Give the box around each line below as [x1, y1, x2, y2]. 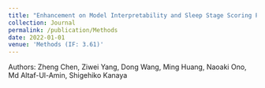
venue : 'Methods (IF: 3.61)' [8, 41, 104, 49]
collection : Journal [8, 19, 77, 27]
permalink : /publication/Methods [8, 26, 118, 34]
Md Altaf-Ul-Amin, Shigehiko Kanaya [8, 71, 128, 80]
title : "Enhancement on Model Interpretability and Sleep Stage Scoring [8, 11, 252, 20]
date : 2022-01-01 [8, 33, 65, 42]
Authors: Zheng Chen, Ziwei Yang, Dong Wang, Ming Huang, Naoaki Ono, [8, 62, 247, 71]
